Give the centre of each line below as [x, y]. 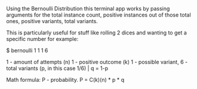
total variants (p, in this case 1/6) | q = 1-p [57, 68]
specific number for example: [42, 39]
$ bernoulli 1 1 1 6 [27, 50]
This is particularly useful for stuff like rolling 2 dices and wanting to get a [96, 33]
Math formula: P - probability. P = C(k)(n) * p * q [65, 80]
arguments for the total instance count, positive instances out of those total [98, 15]
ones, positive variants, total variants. [52, 21]
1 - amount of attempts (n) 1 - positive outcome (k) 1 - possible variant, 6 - [97, 62]
